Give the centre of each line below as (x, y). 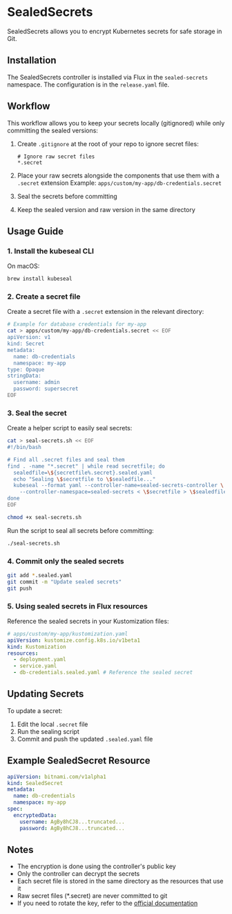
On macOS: (23, 266)
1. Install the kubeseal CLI (51, 251)
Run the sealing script (48, 731)
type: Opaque (26, 369)
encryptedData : (35, 815)
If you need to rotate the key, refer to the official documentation (107, 903)
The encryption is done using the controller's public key (96, 866)
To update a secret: (35, 710)
